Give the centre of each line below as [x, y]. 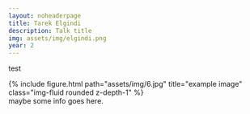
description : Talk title [50, 31]
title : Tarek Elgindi [45, 23]
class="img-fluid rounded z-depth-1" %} [76, 92]
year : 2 [21, 46]
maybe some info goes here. [56, 101]
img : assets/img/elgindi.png [57, 38]
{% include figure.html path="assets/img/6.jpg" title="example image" [125, 84]
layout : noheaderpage [45, 16]
